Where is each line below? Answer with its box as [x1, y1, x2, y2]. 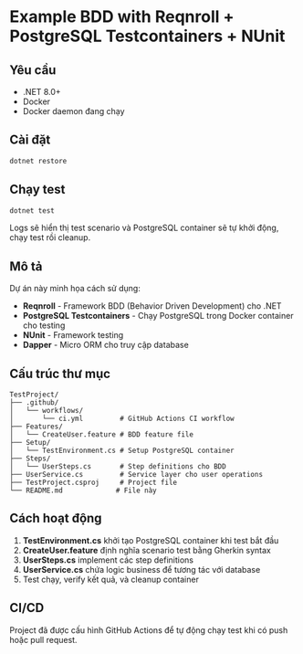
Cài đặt [9, 132, 51, 148]
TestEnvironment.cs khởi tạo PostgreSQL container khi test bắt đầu [22, 534, 279, 545]
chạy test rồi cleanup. [9, 232, 91, 243]
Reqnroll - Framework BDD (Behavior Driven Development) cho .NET [22, 301, 282, 311]
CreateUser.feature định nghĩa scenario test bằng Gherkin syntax [22, 544, 272, 555]
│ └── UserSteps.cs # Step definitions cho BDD [9, 462, 226, 471]
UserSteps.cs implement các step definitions [22, 554, 194, 565]
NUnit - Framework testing [22, 330, 124, 341]
